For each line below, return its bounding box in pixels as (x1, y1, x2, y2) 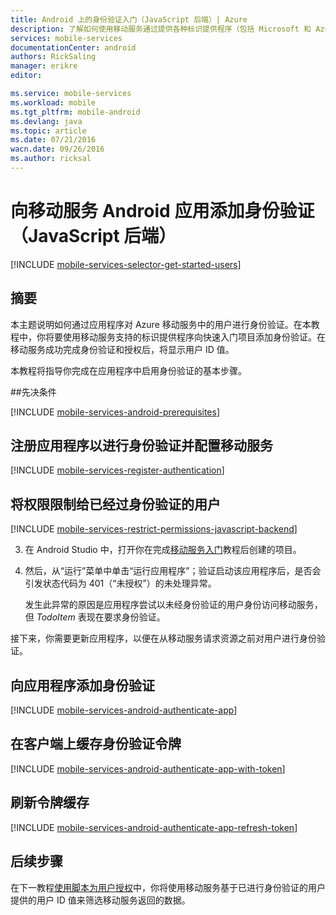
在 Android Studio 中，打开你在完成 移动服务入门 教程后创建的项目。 (24, 544, 302, 556)
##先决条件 (10, 386, 57, 398)
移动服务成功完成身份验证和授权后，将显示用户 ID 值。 (10, 343, 235, 355)
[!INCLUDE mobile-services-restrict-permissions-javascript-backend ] (10, 523, 298, 535)
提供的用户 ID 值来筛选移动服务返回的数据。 (10, 894, 191, 906)
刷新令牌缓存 (10, 794, 90, 811)
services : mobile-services (10, 33, 123, 43)
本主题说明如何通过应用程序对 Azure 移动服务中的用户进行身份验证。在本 (10, 318, 312, 330)
